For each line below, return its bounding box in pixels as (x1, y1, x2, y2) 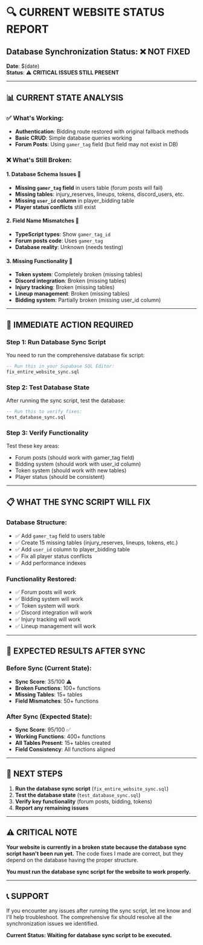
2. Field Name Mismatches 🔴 (6, 217, 80, 224)
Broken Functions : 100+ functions (14, 684, 101, 692)
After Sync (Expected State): (6, 712, 92, 721)
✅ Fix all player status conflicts (14, 552, 92, 560)
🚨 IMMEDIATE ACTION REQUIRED (6, 319, 134, 330)
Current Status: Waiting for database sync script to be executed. (6, 932, 172, 939)
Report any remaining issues (14, 804, 89, 811)
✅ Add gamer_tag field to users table (14, 532, 106, 539)
